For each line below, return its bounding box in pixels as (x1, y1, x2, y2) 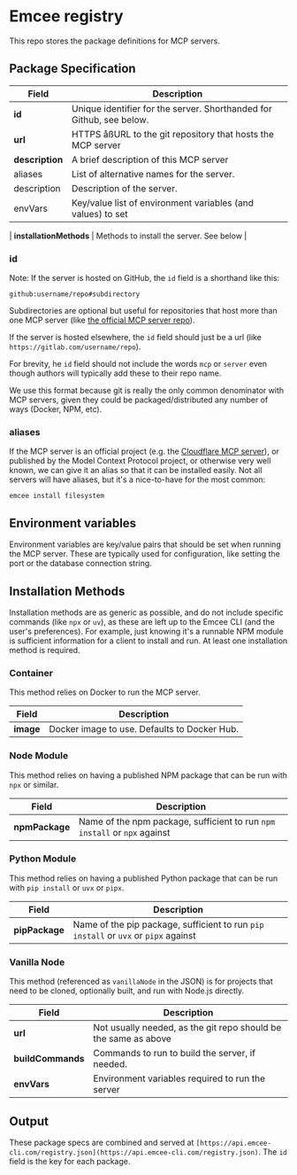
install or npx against (78, 826, 171, 838)
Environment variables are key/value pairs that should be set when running (9, 539, 281, 550)
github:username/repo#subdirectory (9, 290, 141, 299)
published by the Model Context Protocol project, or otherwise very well (9, 455, 271, 466)
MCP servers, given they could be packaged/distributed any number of (9, 394, 269, 405)
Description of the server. (71, 182, 179, 194)
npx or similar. (9, 779, 59, 790)
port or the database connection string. (9, 558, 152, 569)
